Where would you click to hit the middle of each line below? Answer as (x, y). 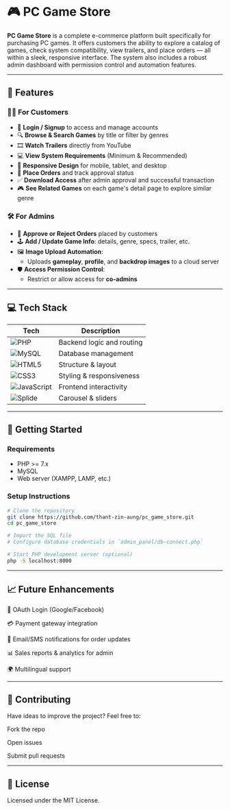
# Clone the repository (41, 510)
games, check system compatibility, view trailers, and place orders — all (109, 50)
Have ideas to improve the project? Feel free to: (74, 716)
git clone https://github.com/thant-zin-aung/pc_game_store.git (101, 517)
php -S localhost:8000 (39, 561)
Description (101, 331)
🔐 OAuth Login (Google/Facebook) (56, 609)
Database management (96, 353)
